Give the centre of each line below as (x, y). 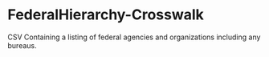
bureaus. (22, 45)
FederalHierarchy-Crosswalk (106, 15)
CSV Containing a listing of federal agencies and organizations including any (134, 37)
